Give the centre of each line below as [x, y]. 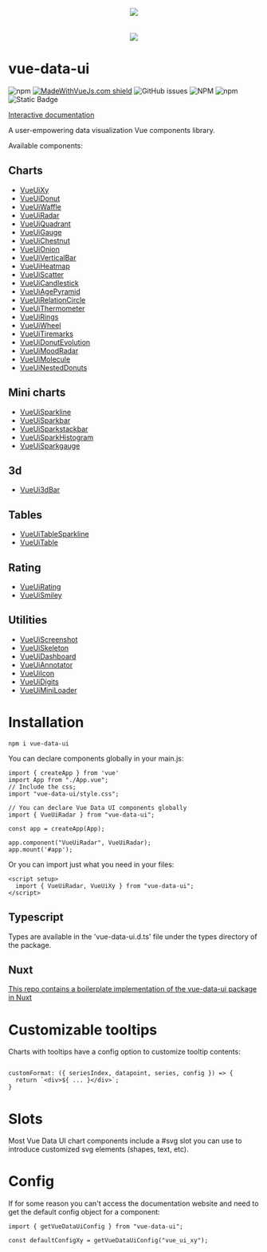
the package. [30, 945]
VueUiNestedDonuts [53, 367]
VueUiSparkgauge [50, 445]
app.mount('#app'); [41, 849]
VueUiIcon [37, 673]
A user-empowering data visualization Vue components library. [112, 130]
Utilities [28, 620]
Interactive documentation [51, 115]
